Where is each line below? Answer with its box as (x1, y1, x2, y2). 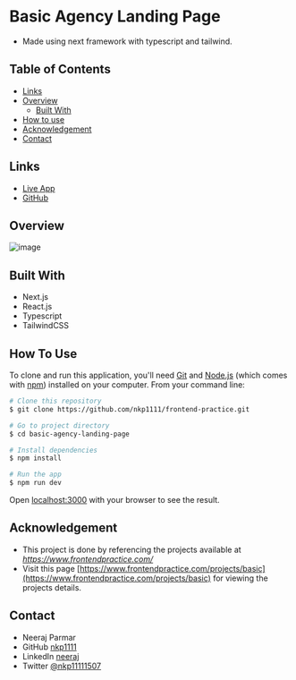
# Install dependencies (9, 446, 98, 455)
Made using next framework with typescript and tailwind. (21, 36, 233, 47)
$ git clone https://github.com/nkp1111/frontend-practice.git (9, 404, 250, 413)
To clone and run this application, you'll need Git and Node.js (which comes (9, 370, 288, 380)
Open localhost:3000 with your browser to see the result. (9, 495, 221, 505)
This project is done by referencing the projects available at (21, 544, 241, 555)
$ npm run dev (9, 479, 63, 488)
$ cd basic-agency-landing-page (9, 429, 130, 438)
